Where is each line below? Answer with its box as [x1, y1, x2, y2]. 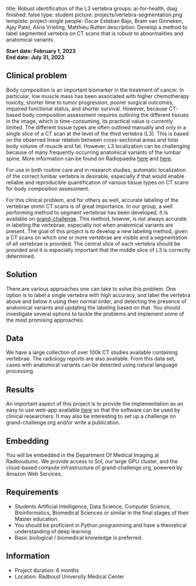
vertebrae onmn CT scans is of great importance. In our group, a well [6, 203, 173, 210]
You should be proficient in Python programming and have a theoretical [14, 521, 187, 528]
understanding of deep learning [14, 528, 91, 535]
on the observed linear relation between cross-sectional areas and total [6, 136, 178, 143]
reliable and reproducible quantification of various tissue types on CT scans [6, 179, 189, 186]
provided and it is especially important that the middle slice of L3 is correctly [6, 246, 191, 253]
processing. [6, 368, 35, 375]
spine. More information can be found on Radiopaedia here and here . [6, 155, 173, 162]
